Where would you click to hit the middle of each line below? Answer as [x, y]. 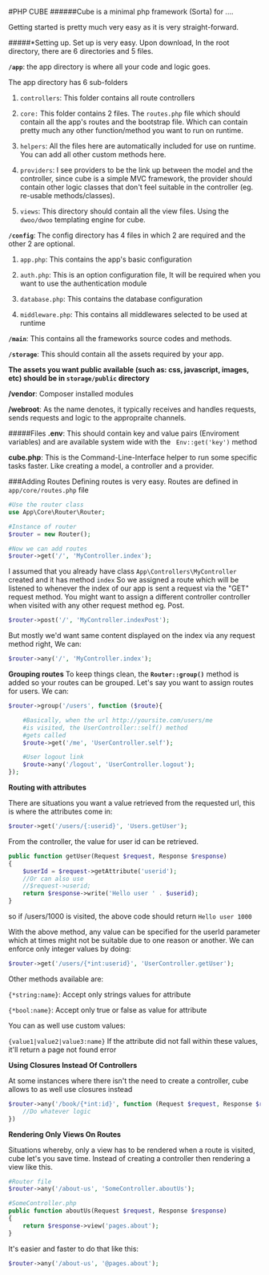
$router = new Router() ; [50, 534]
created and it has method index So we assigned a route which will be [124, 580]
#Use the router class [46, 505]
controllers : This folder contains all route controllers [107, 98]
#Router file [30, 1182]
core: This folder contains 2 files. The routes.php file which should [130, 113]
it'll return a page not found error [62, 1050]
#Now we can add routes [48, 549]
